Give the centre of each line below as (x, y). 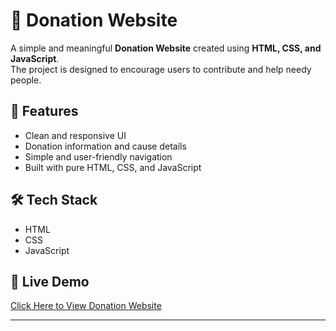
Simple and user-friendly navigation (98, 156)
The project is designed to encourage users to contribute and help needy (161, 69)
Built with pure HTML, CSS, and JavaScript (113, 167)
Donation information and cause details (105, 146)
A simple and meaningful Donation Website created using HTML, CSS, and (166, 48)
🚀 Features (44, 111)
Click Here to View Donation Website (86, 306)
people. (26, 80)
